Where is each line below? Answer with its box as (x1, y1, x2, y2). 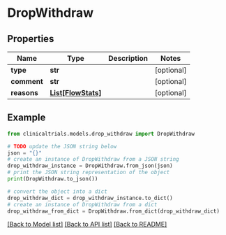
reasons (10, 88, 38, 97)
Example (7, 112, 46, 124)
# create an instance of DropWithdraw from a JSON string (7, 156, 179, 163)
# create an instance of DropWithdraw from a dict (7, 201, 158, 208)
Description (107, 54, 149, 63)
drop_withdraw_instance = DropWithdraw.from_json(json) (7, 162, 173, 169)
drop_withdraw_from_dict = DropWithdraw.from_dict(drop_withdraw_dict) (7, 208, 220, 215)
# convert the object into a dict (7, 187, 108, 195)
